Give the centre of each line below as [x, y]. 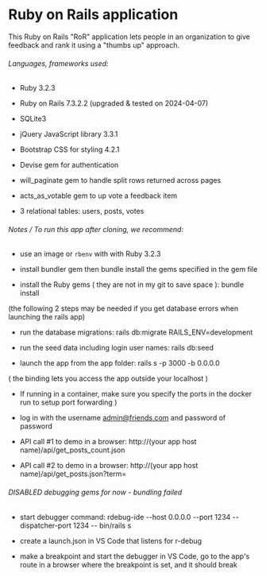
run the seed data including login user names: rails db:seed [117, 348]
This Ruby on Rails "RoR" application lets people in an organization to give [129, 37]
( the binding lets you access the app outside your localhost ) [108, 378]
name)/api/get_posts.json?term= [73, 474]
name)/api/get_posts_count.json [72, 450]
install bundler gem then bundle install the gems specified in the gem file [139, 269]
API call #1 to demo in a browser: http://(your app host [108, 442]
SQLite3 [33, 119]
